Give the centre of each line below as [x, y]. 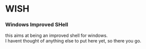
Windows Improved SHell [37, 25]
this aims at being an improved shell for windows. [57, 35]
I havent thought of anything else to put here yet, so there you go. [73, 41]
